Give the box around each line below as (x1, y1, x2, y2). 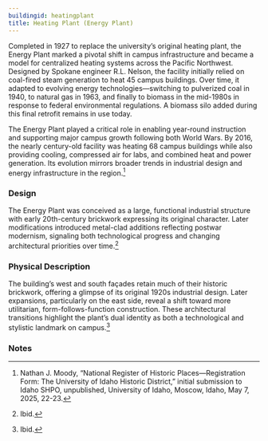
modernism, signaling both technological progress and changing (8, 231, 221, 241)
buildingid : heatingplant (8, 11, 94, 20)
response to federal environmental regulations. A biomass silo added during (8, 100, 258, 110)
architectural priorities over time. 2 (8, 240, 120, 251)
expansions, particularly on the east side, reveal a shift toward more (8, 296, 231, 305)
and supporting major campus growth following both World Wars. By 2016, (8, 132, 253, 142)
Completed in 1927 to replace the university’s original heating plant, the (8, 41, 242, 50)
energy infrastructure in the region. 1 (8, 167, 126, 178)
